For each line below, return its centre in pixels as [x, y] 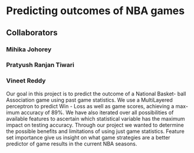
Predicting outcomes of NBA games [95, 11]
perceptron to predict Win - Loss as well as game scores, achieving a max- [97, 106]
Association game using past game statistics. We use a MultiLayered [89, 100]
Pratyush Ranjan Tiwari [40, 65]
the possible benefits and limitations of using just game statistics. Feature [95, 131]
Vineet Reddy [26, 81]
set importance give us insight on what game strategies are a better [88, 137]
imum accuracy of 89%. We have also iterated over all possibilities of [90, 112]
